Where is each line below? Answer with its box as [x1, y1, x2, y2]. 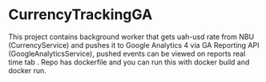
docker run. [8, 65, 46, 75]
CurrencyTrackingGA [8, 6, 153, 24]
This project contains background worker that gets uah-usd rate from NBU [8, 32, 255, 41]
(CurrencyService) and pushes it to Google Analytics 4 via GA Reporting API [8, 40, 260, 49]
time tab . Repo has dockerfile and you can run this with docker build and [8, 57, 250, 67]
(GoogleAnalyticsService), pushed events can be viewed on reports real [8, 49, 246, 58]
